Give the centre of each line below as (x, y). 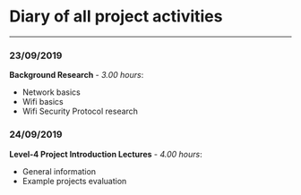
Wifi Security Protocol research (80, 111)
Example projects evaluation (74, 181)
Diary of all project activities (116, 17)
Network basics (51, 92)
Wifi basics (43, 102)
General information (59, 171)
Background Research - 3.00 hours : (77, 75)
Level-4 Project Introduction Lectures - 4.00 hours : (106, 154)
